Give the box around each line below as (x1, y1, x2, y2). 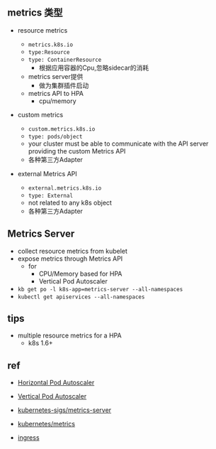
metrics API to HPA (28, 89, 84, 97)
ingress (17, 433, 40, 442)
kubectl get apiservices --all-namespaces (17, 293, 145, 301)
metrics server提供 (28, 72, 84, 80)
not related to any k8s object (28, 198, 112, 207)
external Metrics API (17, 169, 77, 178)
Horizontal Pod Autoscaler (17, 379, 95, 387)
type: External (28, 192, 73, 199)
